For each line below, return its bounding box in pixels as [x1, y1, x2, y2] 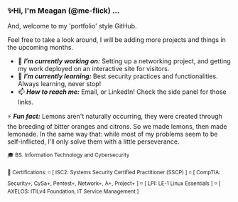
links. [17, 98, 33, 107]
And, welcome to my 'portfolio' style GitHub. [7, 22, 137, 31]
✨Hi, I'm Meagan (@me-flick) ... [7, 6, 120, 16]
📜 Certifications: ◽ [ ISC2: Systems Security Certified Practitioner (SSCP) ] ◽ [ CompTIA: [7, 169, 221, 176]
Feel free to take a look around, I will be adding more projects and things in [7, 36, 226, 44]
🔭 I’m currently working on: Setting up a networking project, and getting [17, 57, 231, 65]
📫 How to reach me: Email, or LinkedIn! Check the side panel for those [17, 87, 227, 96]
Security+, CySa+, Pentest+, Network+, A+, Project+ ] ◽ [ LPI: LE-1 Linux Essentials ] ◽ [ [7, 180, 221, 187]
